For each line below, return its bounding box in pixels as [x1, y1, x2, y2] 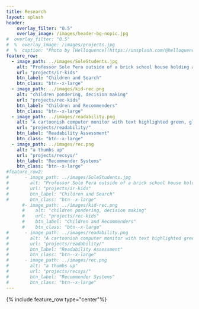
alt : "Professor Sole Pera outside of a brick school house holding [17, 64, 190, 70]
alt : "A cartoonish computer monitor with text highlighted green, [17, 119, 187, 125]
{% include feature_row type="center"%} [6, 295, 107, 303]
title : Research [6, 8, 46, 15]
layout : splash [6, 14, 44, 20]
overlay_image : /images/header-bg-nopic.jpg [17, 31, 129, 37]
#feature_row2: [6, 169, 44, 175]
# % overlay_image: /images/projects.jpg [6, 42, 115, 48]
